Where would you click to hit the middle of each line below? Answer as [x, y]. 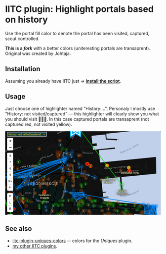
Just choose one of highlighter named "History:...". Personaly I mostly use [80, 108]
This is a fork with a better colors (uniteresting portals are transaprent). [78, 48]
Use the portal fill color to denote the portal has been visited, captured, [77, 33]
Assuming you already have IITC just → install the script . [63, 81]
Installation [23, 69]
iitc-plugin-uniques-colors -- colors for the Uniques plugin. [72, 241]
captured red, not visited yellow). [39, 124]
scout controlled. [22, 39]
